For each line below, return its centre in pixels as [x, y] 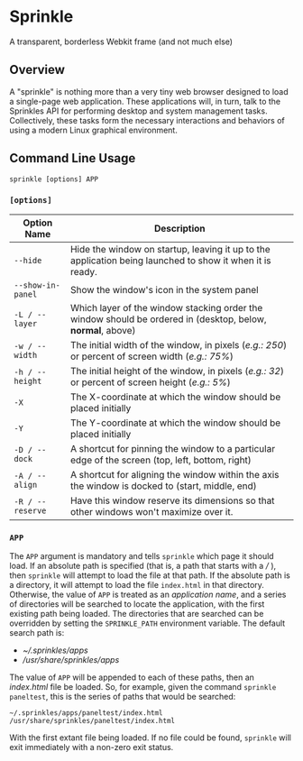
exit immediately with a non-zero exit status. [92, 747]
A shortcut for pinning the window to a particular [173, 448]
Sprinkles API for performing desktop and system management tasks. [138, 111]
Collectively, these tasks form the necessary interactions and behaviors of [147, 120]
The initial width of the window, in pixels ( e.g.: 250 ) [179, 344]
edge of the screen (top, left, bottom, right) [161, 460]
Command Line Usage [73, 158]
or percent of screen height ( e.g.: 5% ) [151, 382]
